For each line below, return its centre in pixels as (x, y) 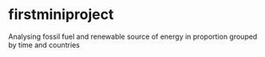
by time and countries (44, 44)
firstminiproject (61, 15)
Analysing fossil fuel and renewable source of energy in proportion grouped (133, 36)
